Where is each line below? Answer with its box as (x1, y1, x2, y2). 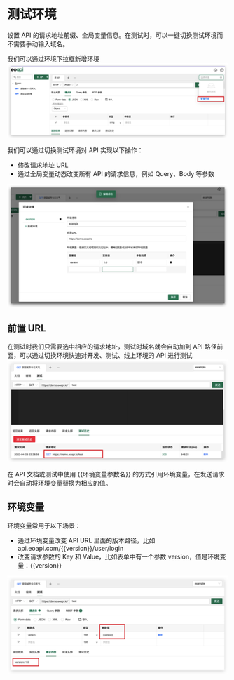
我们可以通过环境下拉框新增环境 (7, 54, 99, 63)
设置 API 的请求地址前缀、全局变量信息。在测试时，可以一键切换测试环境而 (7, 31, 223, 39)
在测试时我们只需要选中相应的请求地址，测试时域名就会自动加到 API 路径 (7, 342, 217, 351)
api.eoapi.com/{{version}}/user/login (17, 544, 124, 552)
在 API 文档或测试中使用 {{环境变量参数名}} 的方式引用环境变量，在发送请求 (7, 469, 225, 478)
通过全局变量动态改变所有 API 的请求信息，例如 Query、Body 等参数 (17, 169, 215, 178)
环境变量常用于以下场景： (7, 521, 81, 530)
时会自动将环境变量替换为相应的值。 (7, 479, 112, 487)
